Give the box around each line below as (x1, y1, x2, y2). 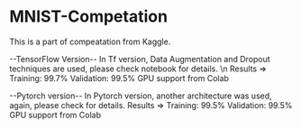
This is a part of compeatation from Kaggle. (9, 36, 171, 47)
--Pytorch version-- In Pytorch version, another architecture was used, (9, 90, 272, 101)
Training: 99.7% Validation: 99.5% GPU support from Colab (9, 72, 230, 83)
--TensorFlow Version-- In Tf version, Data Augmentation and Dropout (9, 53, 270, 64)
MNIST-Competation (9, 6, 169, 27)
